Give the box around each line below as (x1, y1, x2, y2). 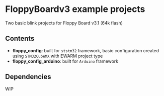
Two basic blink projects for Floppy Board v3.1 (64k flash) (5, 20, 123, 26)
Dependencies (5, 73, 51, 81)
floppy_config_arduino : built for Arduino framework (12, 58, 118, 64)
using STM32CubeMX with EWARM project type (12, 53, 103, 59)
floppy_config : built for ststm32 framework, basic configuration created (12, 47, 159, 53)
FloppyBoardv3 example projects (5, 3, 145, 15)
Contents (5, 34, 35, 43)
